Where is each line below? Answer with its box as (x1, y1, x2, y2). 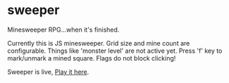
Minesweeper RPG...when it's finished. (7, 25, 120, 34)
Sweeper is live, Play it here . (7, 68, 89, 76)
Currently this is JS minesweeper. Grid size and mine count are (7, 39, 190, 47)
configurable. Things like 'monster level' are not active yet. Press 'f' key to (7, 46, 223, 55)
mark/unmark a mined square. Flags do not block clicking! (7, 53, 176, 62)
